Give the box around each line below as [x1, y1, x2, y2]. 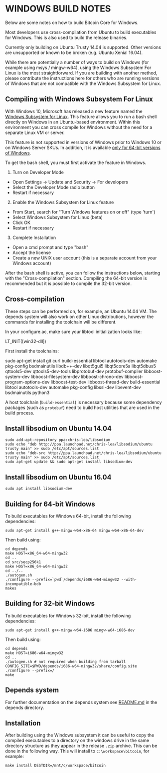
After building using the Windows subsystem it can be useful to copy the [5, 732, 155, 738]
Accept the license [12, 249, 51, 255]
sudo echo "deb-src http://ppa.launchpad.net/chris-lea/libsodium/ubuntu [5, 450, 162, 455]
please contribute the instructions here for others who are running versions [5, 75, 160, 81]
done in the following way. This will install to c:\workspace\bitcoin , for [5, 748, 150, 754]
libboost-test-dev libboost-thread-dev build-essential [50, 378, 161, 385]
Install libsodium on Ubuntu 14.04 [5, 424, 112, 432]
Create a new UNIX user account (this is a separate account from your [12, 254, 157, 260]
